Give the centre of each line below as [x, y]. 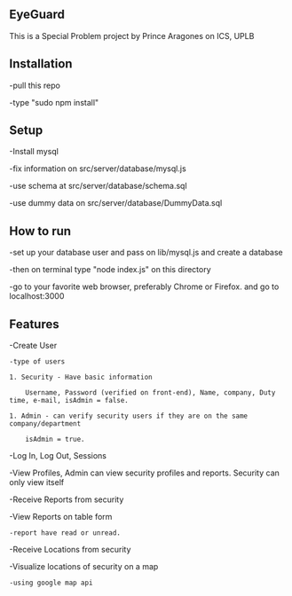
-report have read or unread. [65, 533]
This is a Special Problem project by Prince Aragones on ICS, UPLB [132, 35]
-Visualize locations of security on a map [84, 567]
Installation [41, 64]
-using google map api [51, 583]
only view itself [37, 482]
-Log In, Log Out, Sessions [58, 456]
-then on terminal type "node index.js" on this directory [110, 270]
